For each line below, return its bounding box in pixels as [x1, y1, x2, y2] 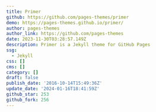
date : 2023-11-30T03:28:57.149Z [6, 36, 86, 42]
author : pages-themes [6, 25, 60, 31]
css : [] [6, 58, 26, 64]
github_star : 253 [6, 91, 49, 97]
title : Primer [6, 8, 42, 15]
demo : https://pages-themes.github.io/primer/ [6, 20, 124, 25]
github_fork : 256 [6, 97, 49, 103]
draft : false [6, 75, 39, 81]
